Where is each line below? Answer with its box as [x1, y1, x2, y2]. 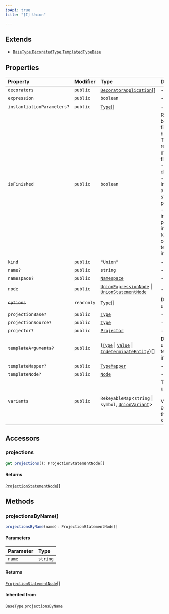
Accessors [5, 434, 40, 442]
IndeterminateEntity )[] [100, 348, 155, 355]
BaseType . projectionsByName [5, 603, 63, 609]
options [8, 300, 26, 306]
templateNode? [8, 372, 42, 377]
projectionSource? [8, 320, 52, 326]
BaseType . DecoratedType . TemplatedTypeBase [12, 48, 101, 55]
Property [8, 78, 30, 85]
